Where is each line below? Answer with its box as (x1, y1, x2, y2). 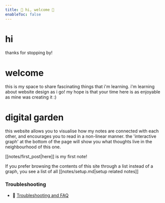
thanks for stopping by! (5, 50, 53, 56)
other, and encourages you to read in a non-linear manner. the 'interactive (5, 133, 157, 139)
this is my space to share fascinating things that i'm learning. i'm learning (5, 84, 155, 90)
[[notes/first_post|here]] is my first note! (5, 154, 87, 160)
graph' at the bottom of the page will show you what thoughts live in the (5, 139, 153, 145)
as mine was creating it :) (5, 94, 57, 100)
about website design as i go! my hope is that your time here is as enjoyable (5, 89, 161, 95)
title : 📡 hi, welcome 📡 (5, 7, 55, 12)
